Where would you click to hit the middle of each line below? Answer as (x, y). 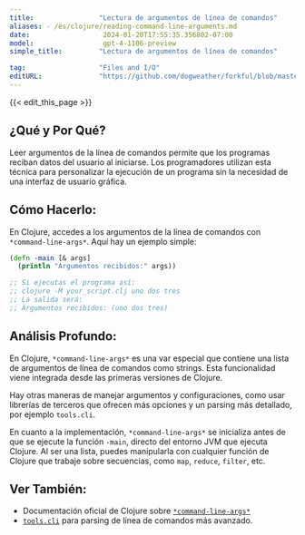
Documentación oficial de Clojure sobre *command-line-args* (137, 511)
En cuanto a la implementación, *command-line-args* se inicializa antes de (148, 432)
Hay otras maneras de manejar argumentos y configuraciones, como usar (148, 394)
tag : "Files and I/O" (85, 68)
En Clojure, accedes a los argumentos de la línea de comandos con (135, 231)
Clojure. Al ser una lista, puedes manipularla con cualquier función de (139, 451)
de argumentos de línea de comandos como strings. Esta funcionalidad (143, 367)
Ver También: (48, 489)
